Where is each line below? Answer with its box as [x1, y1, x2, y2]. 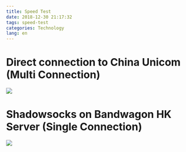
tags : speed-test [6, 19, 49, 25]
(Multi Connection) [6, 68, 101, 82]
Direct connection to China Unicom [6, 56, 181, 69]
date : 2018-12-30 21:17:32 [6, 14, 72, 20]
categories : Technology [6, 25, 65, 31]
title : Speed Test [6, 8, 51, 15]
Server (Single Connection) [6, 120, 142, 134]
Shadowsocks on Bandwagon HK [6, 108, 172, 121]
